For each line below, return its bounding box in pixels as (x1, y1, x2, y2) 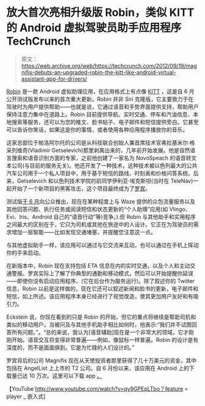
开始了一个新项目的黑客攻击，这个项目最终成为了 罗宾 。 (11, 185, 151, 192)
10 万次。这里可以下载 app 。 (29, 372, 103, 379)
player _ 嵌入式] (6, 393, 46, 400)
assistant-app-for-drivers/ (21, 75, 87, 83)
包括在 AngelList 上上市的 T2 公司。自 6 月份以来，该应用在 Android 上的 (6, 364, 189, 372)
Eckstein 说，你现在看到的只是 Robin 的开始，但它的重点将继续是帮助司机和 (6, 313, 196, 320)
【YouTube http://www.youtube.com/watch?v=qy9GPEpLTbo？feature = (6, 385, 189, 392)
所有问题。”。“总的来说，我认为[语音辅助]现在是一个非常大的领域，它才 (11, 328, 189, 336)
